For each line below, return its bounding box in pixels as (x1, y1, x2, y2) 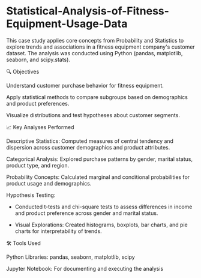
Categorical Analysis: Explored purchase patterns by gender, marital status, (6, 155, 193, 163)
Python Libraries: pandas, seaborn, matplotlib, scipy (6, 253, 135, 261)
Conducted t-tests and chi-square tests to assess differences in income (14, 203, 193, 210)
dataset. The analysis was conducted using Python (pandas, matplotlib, (6, 49, 183, 56)
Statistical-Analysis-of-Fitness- (6, 4, 170, 18)
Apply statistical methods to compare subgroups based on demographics (6, 93, 188, 100)
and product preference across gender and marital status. (14, 209, 158, 217)
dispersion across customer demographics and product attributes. (6, 144, 170, 151)
